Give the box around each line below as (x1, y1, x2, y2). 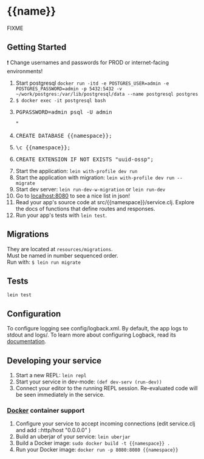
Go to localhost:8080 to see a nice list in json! (15, 192, 130, 199)
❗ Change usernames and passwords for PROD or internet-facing (7, 59, 169, 66)
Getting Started (7, 42, 67, 52)
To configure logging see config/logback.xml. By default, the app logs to (7, 325, 188, 332)
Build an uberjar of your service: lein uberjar (15, 433, 131, 440)
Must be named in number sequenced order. (7, 252, 119, 259)
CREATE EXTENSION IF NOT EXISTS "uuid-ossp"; (15, 155, 154, 163)
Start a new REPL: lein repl (15, 372, 87, 379)
